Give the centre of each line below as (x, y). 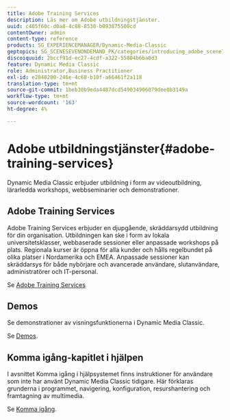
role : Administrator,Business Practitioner (70, 71)
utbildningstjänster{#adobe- (132, 149)
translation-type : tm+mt (42, 84)
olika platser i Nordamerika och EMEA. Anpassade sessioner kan (98, 257)
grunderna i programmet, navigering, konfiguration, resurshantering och (109, 388)
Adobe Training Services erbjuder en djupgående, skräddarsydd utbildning (113, 227)
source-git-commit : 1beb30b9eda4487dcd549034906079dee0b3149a (98, 90)
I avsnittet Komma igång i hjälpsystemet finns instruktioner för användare (110, 374)
